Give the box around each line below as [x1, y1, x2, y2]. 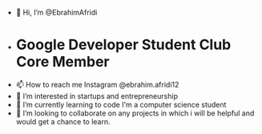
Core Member [15, 53, 110, 71]
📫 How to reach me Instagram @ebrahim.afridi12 [15, 79, 179, 89]
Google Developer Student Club [15, 36, 232, 54]
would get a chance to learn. [15, 116, 111, 126]
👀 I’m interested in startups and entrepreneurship [15, 91, 179, 100]
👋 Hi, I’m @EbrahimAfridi [15, 8, 98, 17]
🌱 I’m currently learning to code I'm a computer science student [15, 99, 227, 109]
